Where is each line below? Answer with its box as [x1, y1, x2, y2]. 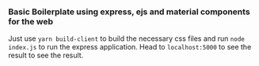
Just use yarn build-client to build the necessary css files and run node [8, 34, 246, 43]
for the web [8, 16, 54, 27]
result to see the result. [8, 50, 84, 60]
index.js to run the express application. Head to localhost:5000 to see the [8, 42, 252, 52]
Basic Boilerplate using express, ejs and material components [8, 6, 251, 17]
